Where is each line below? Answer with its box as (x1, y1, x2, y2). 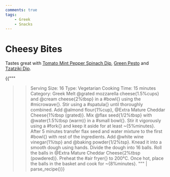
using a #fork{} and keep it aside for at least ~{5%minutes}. (30, 123, 156, 129)
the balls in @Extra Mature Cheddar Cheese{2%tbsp (30, 150, 141, 156)
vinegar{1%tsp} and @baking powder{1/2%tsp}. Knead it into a (30, 139, 162, 145)
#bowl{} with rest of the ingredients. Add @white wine (30, 134, 144, 140)
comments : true (5, 7, 38, 13)
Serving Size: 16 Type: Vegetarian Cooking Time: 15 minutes (30, 85, 156, 91)
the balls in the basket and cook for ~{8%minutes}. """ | (30, 161, 148, 167)
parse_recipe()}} (30, 166, 65, 172)
